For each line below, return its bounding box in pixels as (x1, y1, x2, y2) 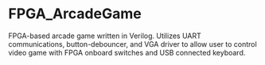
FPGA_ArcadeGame (8, 5, 142, 23)
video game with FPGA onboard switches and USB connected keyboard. (8, 48, 246, 57)
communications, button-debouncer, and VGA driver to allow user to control (8, 39, 257, 48)
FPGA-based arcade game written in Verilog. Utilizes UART (8, 31, 201, 40)
